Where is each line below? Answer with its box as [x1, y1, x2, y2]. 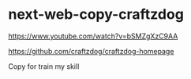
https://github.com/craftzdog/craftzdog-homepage [8, 46, 174, 56]
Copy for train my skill [8, 61, 80, 71]
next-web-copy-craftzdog [8, 5, 184, 23]
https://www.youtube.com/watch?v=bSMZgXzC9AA [8, 31, 178, 41]
